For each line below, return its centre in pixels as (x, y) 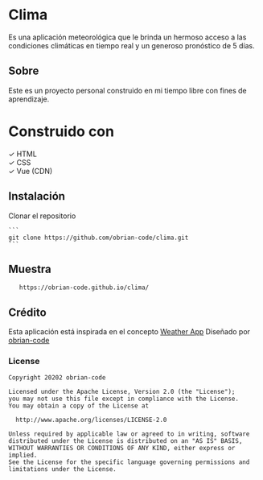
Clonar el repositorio (42, 216)
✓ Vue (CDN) (31, 171)
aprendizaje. (29, 99)
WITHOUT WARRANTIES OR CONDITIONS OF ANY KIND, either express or (122, 449)
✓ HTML (23, 154)
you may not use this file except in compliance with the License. (124, 399)
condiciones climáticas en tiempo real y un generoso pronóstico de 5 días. (131, 45)
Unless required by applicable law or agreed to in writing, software (129, 434)
